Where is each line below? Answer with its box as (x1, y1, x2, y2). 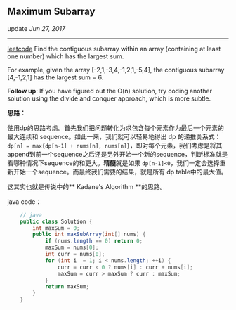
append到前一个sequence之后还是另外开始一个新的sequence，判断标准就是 (7, 150, 228, 158)
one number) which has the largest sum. (7, 52, 124, 60)
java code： (7, 197, 42, 206)
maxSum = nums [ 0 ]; (44, 244, 99, 252)
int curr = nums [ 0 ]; (44, 251, 105, 258)
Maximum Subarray (7, 6, 96, 18)
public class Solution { (20, 218, 93, 225)
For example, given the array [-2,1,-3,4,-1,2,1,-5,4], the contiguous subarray (7, 65, 225, 74)
